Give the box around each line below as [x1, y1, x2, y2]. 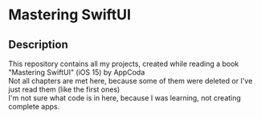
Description [8, 38, 68, 51]
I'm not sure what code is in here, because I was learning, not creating [8, 93, 241, 102]
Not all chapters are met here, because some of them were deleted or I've [8, 76, 253, 85]
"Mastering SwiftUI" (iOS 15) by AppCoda [8, 68, 145, 77]
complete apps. [8, 102, 60, 111]
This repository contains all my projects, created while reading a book [8, 59, 239, 68]
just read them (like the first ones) [8, 84, 120, 94]
